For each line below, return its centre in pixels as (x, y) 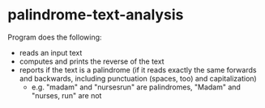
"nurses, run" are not (66, 95)
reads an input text (51, 52)
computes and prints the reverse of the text (92, 61)
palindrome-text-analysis (96, 15)
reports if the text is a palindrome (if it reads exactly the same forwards (138, 69)
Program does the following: (55, 37)
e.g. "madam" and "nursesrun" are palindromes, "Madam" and (136, 87)
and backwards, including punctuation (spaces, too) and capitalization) (138, 78)
